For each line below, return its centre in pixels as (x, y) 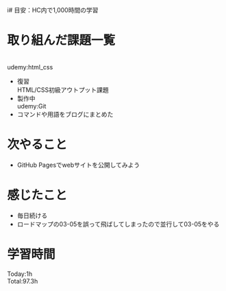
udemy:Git (32, 106)
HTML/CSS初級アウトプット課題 (63, 90)
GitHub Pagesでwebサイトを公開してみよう (78, 165)
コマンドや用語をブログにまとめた (65, 114)
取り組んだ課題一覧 (61, 40)
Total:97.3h (23, 281)
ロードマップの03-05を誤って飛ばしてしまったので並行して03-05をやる (118, 224)
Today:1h (20, 274)
